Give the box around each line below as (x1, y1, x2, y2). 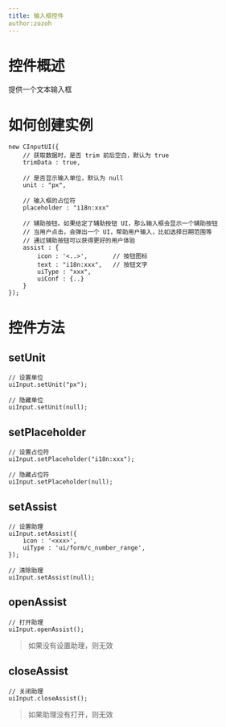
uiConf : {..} (37, 275, 84, 283)
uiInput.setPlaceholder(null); (8, 478, 113, 486)
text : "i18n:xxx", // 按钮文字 (37, 261, 148, 269)
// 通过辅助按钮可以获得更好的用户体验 (23, 237, 136, 245)
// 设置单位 (8, 374, 44, 382)
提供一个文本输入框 (8, 85, 72, 94)
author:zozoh (8, 19, 52, 27)
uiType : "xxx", (37, 268, 92, 276)
